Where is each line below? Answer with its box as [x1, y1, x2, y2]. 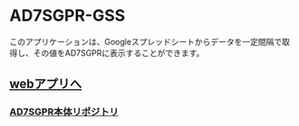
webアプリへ [9, 76, 82, 92]
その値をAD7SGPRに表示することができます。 [33, 47, 205, 58]
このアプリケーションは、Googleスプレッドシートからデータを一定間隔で [9, 36, 283, 47]
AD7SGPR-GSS [9, 5, 126, 26]
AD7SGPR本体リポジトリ [9, 105, 120, 118]
